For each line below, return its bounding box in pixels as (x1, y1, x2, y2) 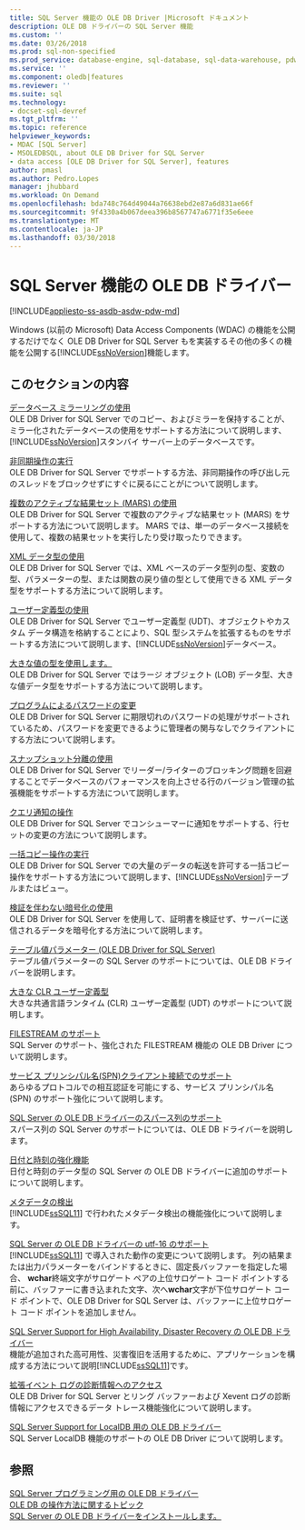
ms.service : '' (9, 65, 67, 74)
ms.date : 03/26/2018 (9, 38, 88, 48)
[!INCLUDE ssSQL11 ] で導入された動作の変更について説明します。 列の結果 (9, 1250, 285, 1261)
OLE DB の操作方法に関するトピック (9, 1499, 144, 1510)
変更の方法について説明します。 (33, 829, 152, 841)
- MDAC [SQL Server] (9, 140, 88, 149)
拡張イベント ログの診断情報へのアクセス (9, 1379, 163, 1391)
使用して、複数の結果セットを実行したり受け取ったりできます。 (9, 532, 247, 543)
